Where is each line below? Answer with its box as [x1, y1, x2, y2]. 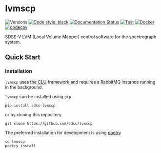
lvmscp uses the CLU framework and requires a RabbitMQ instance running [5, 79, 156, 85]
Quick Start [5, 53, 40, 62]
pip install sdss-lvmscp [5, 103, 56, 108]
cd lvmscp [5, 139, 25, 144]
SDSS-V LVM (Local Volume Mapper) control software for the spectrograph [5, 34, 157, 40]
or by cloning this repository [5, 111, 62, 117]
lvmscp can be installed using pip [5, 93, 72, 99]
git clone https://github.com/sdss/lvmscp [5, 121, 93, 126]
